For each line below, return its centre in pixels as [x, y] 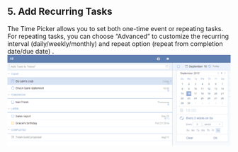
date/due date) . [31, 51]
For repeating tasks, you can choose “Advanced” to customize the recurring [118, 36]
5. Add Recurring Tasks [60, 12]
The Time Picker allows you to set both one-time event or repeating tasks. [115, 28]
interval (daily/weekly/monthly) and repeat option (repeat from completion [115, 43]
